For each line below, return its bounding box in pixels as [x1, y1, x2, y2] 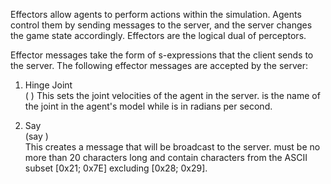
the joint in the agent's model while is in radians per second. [24, 100, 273, 112]
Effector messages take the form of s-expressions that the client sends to [10, 49, 314, 61]
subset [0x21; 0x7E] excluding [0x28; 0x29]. [24, 162, 208, 174]
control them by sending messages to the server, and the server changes [10, 19, 313, 31]
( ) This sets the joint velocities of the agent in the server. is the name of [24, 90, 321, 101]
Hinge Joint [24, 79, 73, 91]
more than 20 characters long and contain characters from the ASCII [24, 152, 308, 163]
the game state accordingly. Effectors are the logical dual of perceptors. [10, 30, 307, 41]
